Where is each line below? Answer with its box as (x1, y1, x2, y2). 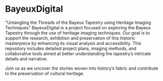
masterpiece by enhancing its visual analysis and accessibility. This (5, 40, 141, 46)
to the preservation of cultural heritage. (5, 70, 85, 76)
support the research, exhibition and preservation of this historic (5, 35, 136, 41)
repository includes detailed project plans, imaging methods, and (5, 45, 136, 51)
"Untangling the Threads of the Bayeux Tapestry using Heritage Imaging (5, 20, 151, 25)
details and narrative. (5, 56, 48, 61)
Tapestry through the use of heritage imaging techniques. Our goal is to (5, 30, 150, 36)
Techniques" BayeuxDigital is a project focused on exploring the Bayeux (5, 24, 151, 30)
